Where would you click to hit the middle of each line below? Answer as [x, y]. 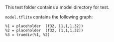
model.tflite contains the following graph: [49, 17]
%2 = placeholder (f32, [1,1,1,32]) [44, 30]
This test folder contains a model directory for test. [57, 7]
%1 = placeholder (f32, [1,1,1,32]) [44, 26]
